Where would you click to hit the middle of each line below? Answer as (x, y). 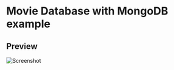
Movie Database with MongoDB (87, 11)
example (28, 24)
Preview (22, 46)
